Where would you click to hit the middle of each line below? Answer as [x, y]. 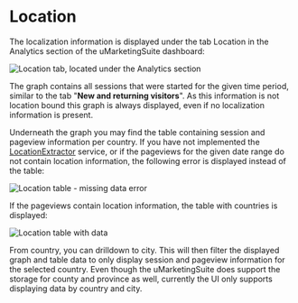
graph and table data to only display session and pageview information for [148, 260]
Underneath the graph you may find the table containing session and [137, 132]
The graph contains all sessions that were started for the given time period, [149, 86]
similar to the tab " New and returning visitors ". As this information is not [144, 96]
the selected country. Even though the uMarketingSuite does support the [145, 269]
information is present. [51, 115]
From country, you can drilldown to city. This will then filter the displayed [144, 250]
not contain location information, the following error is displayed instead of [148, 161]
